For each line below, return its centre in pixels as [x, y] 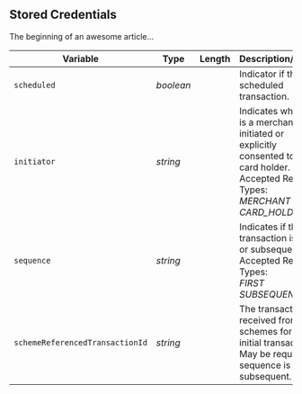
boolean [173, 85]
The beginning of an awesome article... [82, 36]
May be [255, 354]
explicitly [258, 145]
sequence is [265, 365]
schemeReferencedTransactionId [81, 342]
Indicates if [262, 227]
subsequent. [266, 376]
